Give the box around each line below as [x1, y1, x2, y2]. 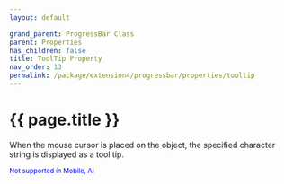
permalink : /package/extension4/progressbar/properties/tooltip [9, 71, 255, 81]
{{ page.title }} [9, 110, 120, 130]
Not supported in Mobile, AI [9, 166, 94, 175]
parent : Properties [9, 38, 83, 47]
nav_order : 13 [9, 63, 63, 72]
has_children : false [9, 46, 87, 55]
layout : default [9, 13, 70, 22]
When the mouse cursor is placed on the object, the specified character [9, 139, 276, 150]
